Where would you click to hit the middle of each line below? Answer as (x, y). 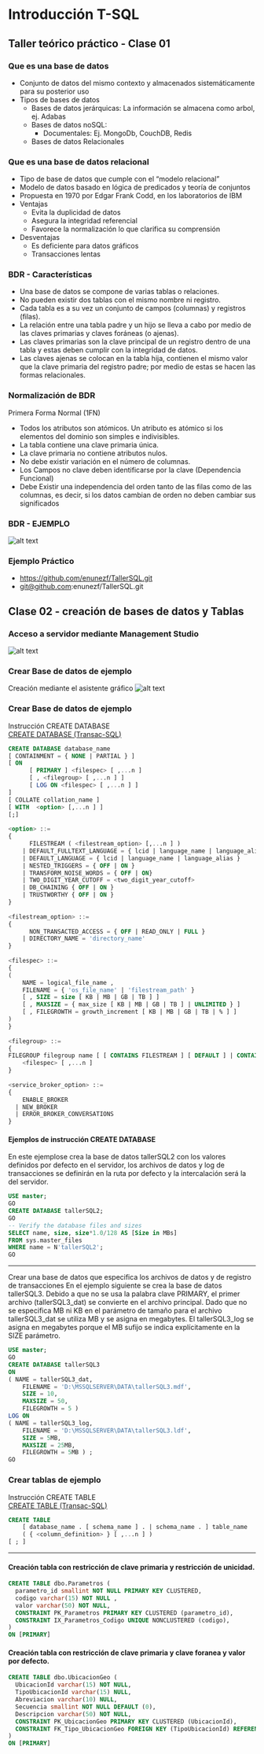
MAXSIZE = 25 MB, (49, 1445)
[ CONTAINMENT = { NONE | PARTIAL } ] (71, 756)
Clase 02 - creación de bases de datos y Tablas (126, 611)
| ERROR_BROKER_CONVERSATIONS (64, 1115)
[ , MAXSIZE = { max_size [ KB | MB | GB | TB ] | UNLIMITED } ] (132, 1004)
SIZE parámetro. (35, 1336)
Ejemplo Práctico (41, 561)
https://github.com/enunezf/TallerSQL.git (86, 578)
